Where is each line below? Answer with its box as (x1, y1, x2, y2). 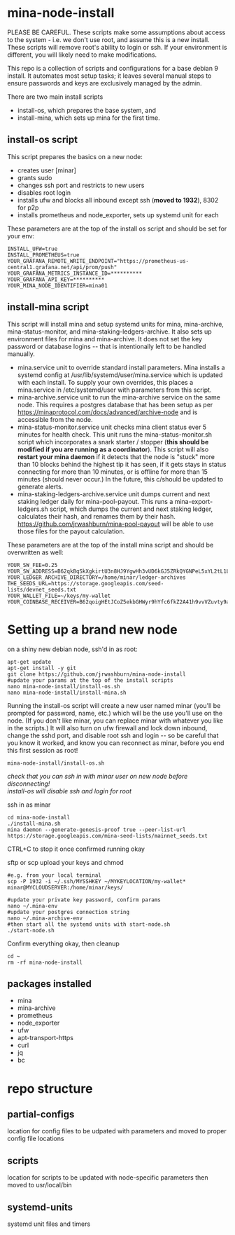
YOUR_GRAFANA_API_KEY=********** (7, 275, 105, 283)
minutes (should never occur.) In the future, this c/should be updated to (17, 475, 224, 483)
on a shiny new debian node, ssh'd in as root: (7, 645, 138, 653)
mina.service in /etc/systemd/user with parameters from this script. (17, 385, 212, 394)
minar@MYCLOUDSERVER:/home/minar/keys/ (7, 884, 124, 891)
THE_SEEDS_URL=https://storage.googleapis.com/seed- (7, 580, 164, 587)
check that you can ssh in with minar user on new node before (7, 772, 188, 780)
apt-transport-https (17, 1034, 73, 1042)
